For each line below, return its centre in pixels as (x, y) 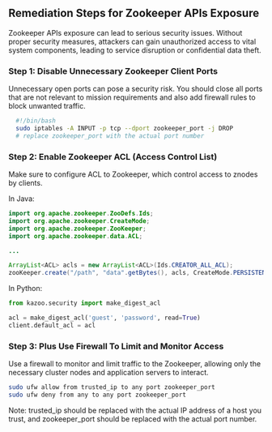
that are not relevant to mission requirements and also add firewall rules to (132, 97)
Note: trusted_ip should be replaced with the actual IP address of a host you (135, 410)
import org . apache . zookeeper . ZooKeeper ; (78, 229)
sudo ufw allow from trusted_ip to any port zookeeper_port (112, 387)
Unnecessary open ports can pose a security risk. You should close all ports (136, 89)
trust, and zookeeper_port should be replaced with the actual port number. (133, 419)
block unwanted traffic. (47, 106)
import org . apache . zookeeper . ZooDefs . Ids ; (81, 214)
